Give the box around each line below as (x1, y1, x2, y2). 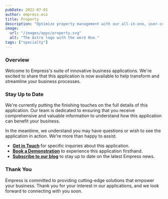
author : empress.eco (5, 12, 48, 17)
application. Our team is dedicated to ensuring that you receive (5, 107, 135, 113)
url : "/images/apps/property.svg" (9, 30, 81, 35)
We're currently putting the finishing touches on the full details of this (5, 102, 148, 108)
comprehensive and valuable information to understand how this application (5, 113, 162, 119)
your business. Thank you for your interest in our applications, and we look (5, 182, 159, 188)
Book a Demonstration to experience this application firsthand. (12, 148, 143, 154)
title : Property (5, 16, 39, 21)
